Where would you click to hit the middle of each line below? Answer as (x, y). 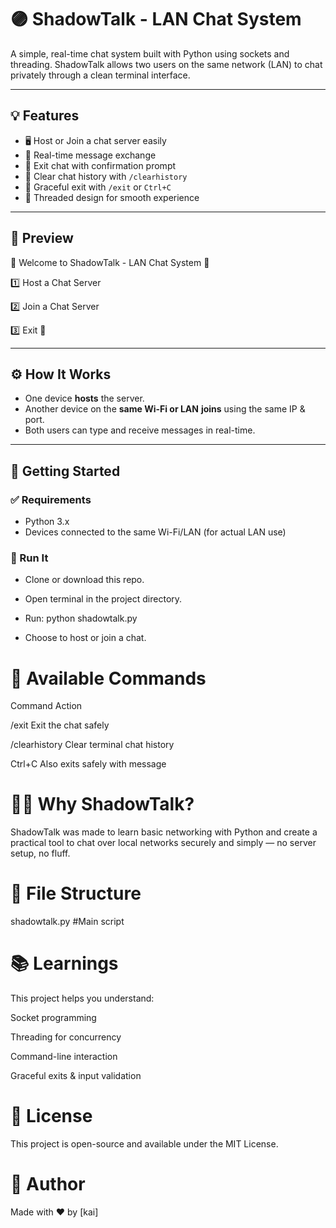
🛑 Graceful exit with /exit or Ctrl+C (98, 187)
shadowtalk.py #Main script (67, 922)
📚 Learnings (64, 963)
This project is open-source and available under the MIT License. (144, 1144)
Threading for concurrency (66, 1037)
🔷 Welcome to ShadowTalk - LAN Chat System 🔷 (110, 262)
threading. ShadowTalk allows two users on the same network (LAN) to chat (166, 64)
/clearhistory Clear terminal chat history (92, 745)
